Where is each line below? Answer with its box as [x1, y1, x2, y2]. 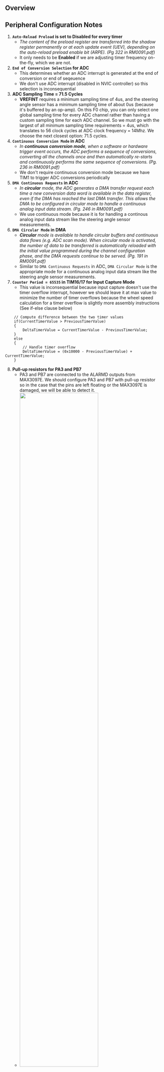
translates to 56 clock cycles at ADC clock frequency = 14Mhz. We [19, 128, 154, 134]
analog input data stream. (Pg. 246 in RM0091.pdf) [19, 206, 123, 212]
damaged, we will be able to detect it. [19, 387, 95, 393]
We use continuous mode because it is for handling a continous [19, 211, 148, 217]
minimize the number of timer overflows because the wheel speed [19, 295, 153, 301]
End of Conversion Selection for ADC [12, 65, 90, 71]
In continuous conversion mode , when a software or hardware [19, 144, 148, 149]
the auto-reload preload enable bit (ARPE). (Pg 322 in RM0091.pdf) [19, 49, 155, 56]
